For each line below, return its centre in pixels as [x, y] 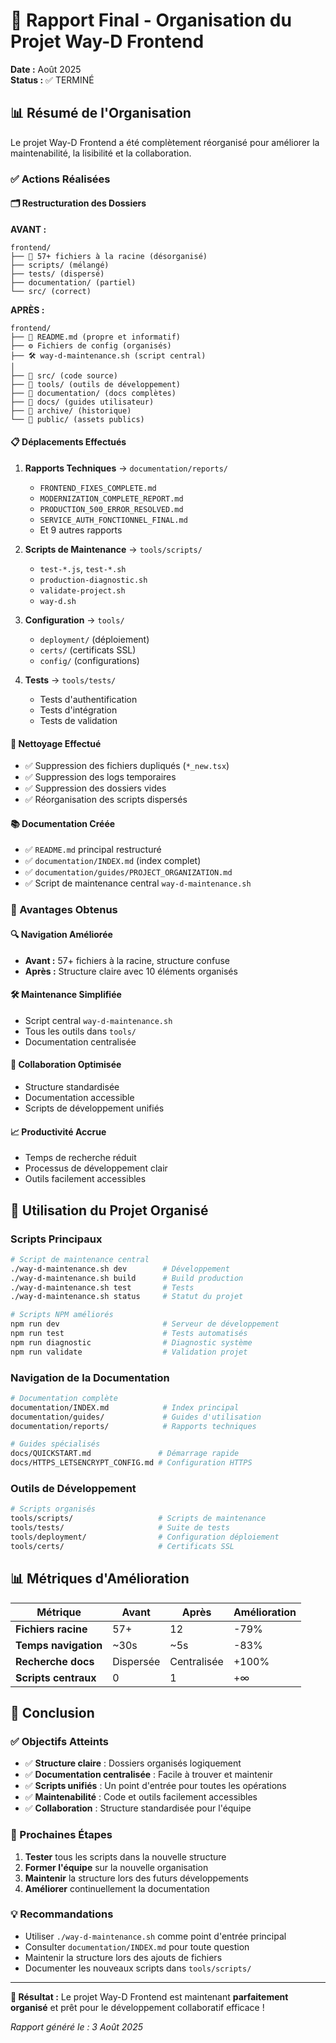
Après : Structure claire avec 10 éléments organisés [131, 971]
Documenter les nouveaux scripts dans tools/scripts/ [138, 1968]
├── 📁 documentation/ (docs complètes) [93, 393]
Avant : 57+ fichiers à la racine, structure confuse [127, 960]
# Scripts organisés [53, 1509]
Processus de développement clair [96, 1168]
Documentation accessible [79, 1098]
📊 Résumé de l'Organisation [101, 113]
